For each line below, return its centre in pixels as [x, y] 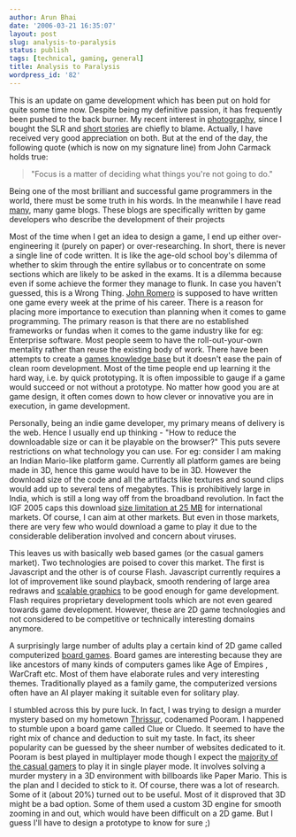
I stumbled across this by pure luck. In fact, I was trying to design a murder [145, 709]
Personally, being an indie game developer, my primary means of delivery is [147, 422]
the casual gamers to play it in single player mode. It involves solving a [137, 766]
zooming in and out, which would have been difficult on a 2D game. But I [141, 813]
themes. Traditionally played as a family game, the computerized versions [143, 683]
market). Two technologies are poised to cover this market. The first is [137, 562]
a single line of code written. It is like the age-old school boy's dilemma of [144, 255]
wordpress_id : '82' [45, 75]
